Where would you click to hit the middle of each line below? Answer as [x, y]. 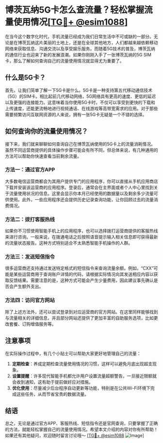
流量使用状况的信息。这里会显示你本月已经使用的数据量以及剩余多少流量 [81, 193]
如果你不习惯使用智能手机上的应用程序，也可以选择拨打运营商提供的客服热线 [81, 231]
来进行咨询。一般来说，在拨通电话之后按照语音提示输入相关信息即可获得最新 [81, 237]
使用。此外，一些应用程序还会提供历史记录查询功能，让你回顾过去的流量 [81, 199]
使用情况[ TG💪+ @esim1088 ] [71, 22]
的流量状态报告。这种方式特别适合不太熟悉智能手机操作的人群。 [69, 243]
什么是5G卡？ [25, 77]
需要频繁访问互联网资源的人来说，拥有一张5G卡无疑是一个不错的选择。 [76, 114]
